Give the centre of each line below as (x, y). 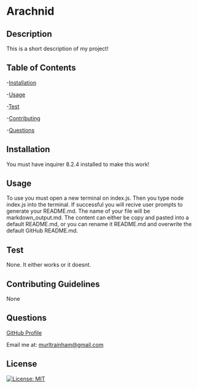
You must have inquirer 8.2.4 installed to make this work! (78, 164)
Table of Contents (41, 68)
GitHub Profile (24, 333)
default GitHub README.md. (42, 230)
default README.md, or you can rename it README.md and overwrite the (99, 224)
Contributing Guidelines (53, 284)
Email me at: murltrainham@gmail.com (55, 344)
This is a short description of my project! (58, 48)
